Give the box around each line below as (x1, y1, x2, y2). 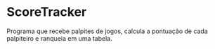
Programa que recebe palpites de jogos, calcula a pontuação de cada (6, 27, 208, 35)
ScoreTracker (6, 4, 87, 20)
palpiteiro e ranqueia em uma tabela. (6, 34, 113, 42)
